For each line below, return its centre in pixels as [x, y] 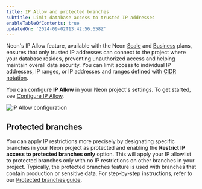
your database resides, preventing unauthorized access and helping [91, 59]
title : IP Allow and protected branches [58, 12]
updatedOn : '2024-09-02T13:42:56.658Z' [56, 29]
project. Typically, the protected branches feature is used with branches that [101, 167]
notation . [17, 78]
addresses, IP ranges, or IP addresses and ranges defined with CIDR [91, 72]
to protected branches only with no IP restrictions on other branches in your [100, 161]
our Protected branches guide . [44, 180]
